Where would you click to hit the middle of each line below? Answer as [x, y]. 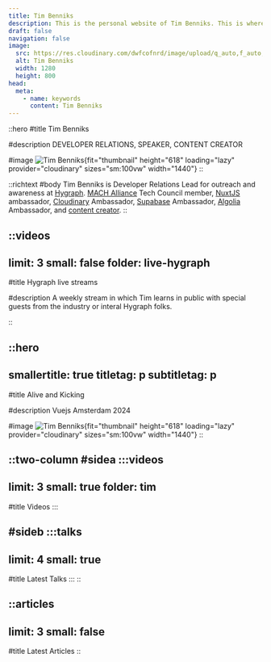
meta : [25, 91]
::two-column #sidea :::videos [86, 460]
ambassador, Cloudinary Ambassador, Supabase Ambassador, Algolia [124, 202]
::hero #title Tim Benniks [49, 129]
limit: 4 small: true [55, 559]
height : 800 [36, 76]
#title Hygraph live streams [53, 283]
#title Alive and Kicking [46, 394]
